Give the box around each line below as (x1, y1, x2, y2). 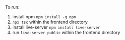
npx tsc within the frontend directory (12, 19, 88, 25)
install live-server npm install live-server (12, 24, 100, 30)
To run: (5, 4, 20, 10)
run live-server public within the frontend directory (12, 30, 121, 35)
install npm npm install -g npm (12, 14, 76, 19)
